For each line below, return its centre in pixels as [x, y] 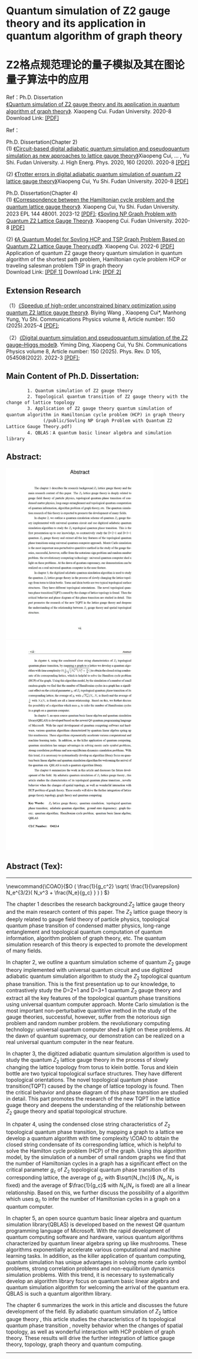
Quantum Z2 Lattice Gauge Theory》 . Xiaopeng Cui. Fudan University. [90, 221]
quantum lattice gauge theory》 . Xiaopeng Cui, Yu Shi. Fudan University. [93, 207]
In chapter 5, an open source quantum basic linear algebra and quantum [94, 1218]
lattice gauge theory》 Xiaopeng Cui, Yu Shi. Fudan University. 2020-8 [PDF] [97, 181]
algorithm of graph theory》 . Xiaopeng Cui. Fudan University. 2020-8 [89, 111]
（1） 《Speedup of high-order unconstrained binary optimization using [91, 305]
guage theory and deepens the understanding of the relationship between [96, 1105]
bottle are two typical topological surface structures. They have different [94, 1074]
